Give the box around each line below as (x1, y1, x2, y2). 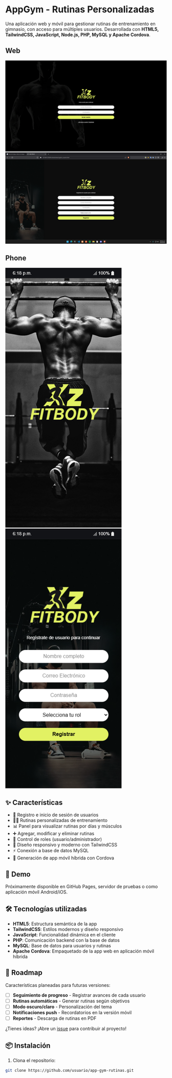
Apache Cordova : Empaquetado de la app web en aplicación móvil (12, 948, 155, 954)
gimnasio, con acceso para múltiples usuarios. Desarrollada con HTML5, (5, 26, 159, 32)
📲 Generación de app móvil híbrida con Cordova (12, 855, 114, 861)
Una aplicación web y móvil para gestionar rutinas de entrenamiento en (5, 21, 156, 27)
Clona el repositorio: (12, 1057, 56, 1063)
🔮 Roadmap (5, 968, 42, 977)
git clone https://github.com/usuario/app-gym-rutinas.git (5, 1068, 134, 1073)
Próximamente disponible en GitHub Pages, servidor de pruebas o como (5, 884, 158, 890)
